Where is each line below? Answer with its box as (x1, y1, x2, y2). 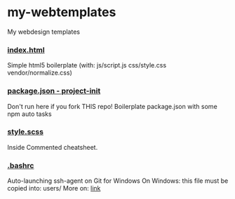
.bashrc (7, 160, 34, 170)
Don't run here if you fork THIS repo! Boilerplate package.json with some (7, 102, 217, 110)
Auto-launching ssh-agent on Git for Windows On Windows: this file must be (7, 176, 229, 185)
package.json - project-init (7, 86, 101, 96)
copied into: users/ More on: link (7, 184, 101, 193)
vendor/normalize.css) (7, 68, 72, 77)
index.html (7, 45, 45, 55)
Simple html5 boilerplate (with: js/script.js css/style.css (7, 61, 167, 70)
